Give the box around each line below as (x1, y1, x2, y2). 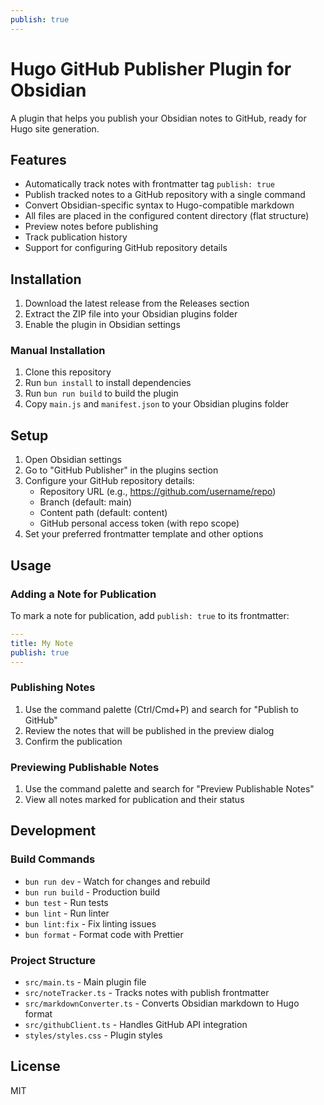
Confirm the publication (24, 735, 123, 747)
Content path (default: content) (39, 507, 168, 519)
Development (10, 822, 97, 840)
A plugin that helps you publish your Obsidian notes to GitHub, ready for (10, 112, 307, 124)
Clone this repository (24, 366, 112, 378)
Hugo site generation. (10, 122, 100, 135)
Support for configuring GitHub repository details (24, 242, 228, 254)
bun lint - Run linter (24, 907, 110, 919)
